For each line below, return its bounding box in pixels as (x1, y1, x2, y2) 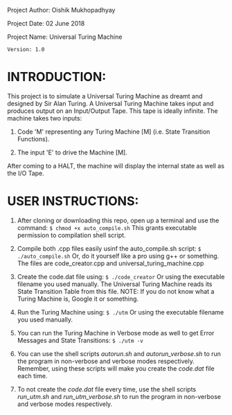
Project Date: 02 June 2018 (7, 19, 85, 27)
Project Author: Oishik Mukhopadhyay (7, 6, 116, 14)
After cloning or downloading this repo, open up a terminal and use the (17, 216, 220, 224)
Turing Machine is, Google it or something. (17, 294, 139, 303)
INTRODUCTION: (7, 69, 107, 85)
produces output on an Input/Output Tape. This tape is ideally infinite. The (7, 107, 218, 115)
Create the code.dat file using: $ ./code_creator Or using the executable (17, 272, 225, 281)
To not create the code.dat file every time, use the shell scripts (17, 385, 196, 394)
